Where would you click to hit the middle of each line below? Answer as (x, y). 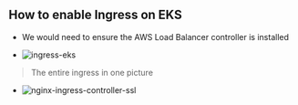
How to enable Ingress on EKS (96, 15)
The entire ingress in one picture (92, 72)
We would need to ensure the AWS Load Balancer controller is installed (155, 37)
